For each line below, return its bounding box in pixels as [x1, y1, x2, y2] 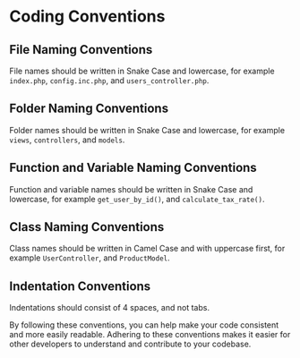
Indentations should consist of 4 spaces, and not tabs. [9, 303, 210, 313]
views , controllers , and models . [9, 134, 125, 145]
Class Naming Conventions [9, 219, 165, 234]
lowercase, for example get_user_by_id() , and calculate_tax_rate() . [9, 193, 265, 204]
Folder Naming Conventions [9, 101, 168, 116]
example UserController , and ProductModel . [9, 252, 170, 263]
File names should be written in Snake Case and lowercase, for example [9, 65, 275, 76]
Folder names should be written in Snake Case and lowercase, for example [9, 124, 285, 135]
